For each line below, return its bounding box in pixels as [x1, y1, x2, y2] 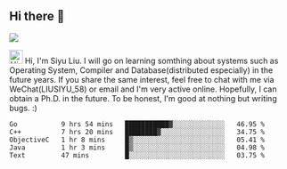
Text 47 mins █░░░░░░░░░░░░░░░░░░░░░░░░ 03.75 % [9, 150, 266, 160]
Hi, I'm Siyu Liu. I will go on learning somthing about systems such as [24, 55, 279, 66]
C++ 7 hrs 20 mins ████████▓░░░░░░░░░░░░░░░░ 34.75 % [9, 127, 266, 136]
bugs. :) [9, 102, 37, 113]
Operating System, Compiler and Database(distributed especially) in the [9, 64, 274, 76]
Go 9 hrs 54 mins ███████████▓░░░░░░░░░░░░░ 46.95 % [9, 119, 266, 129]
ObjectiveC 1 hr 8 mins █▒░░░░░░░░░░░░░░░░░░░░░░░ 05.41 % [9, 135, 266, 144]
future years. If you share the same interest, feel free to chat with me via [9, 74, 275, 84]
